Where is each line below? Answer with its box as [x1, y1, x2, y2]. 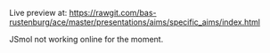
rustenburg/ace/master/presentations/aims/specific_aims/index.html [9, 17, 261, 27]
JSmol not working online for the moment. [9, 34, 164, 44]
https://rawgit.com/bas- [69, 8, 158, 18]
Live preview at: [9, 8, 68, 18]
